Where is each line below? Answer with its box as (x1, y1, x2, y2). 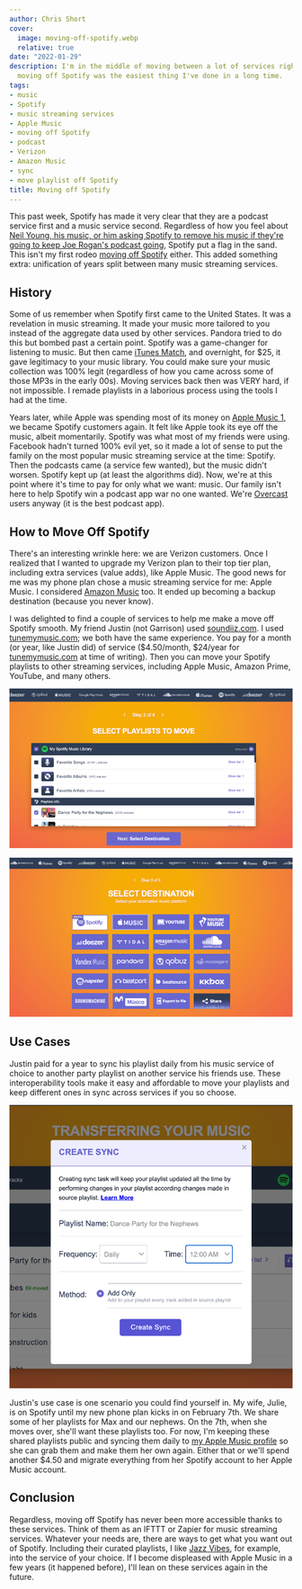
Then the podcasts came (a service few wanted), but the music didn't (9, 460, 268, 471)
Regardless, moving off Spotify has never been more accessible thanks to (9, 1513, 283, 1524)
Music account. (9, 1464, 67, 1475)
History (9, 284, 52, 300)
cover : (9, 23, 34, 33)
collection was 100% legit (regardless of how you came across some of (9, 366, 274, 377)
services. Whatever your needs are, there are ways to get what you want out (9, 1533, 293, 1544)
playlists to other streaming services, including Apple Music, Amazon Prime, (9, 661, 291, 672)
